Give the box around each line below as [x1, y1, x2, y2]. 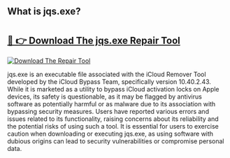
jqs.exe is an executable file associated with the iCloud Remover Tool [7, 70, 206, 78]
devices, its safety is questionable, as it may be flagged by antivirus [7, 92, 203, 101]
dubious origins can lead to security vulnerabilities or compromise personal [7, 137, 224, 145]
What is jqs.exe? [7, 6, 81, 17]
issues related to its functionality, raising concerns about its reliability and [7, 115, 219, 123]
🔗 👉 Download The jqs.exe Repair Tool [7, 34, 180, 46]
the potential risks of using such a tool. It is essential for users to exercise [7, 122, 219, 130]
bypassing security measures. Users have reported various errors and [7, 108, 210, 115]
